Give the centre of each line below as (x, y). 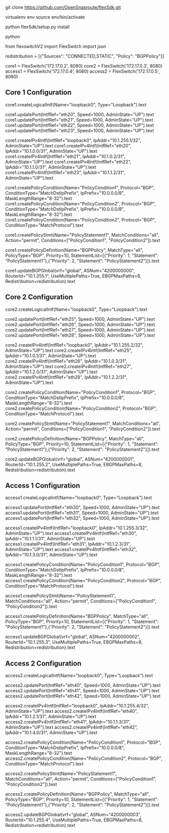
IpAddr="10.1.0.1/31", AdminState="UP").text (51, 356)
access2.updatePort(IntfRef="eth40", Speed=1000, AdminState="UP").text (83, 685)
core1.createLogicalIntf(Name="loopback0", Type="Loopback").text (76, 104)
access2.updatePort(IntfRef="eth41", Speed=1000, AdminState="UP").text (82, 691)
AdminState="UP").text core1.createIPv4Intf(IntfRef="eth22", (68, 161)
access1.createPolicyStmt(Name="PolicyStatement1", (61, 596)
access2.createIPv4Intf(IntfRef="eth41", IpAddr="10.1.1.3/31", (68, 722)
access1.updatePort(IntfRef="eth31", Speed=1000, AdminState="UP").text (82, 513)
